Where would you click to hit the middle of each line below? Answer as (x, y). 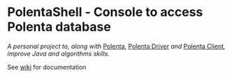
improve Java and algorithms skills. (58, 54)
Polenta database (59, 27)
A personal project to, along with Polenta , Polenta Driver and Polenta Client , (116, 46)
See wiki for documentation (47, 67)
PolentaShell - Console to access (105, 12)
